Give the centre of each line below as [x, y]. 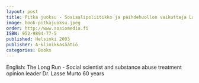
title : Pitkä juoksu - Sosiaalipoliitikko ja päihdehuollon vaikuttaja [96, 17]
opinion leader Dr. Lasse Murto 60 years [55, 73]
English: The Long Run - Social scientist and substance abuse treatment [94, 67]
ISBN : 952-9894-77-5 [32, 34]
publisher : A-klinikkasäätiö [42, 45]
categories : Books [29, 50]
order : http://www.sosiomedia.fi [47, 28]
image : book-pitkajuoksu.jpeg [44, 23]
